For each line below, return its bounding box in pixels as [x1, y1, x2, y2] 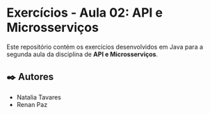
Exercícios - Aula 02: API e [6, 5, 163, 21]
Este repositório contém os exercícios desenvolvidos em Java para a [6, 42, 203, 51]
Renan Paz [16, 100, 48, 108]
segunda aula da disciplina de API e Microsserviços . [6, 50, 158, 58]
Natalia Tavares [16, 92, 62, 101]
